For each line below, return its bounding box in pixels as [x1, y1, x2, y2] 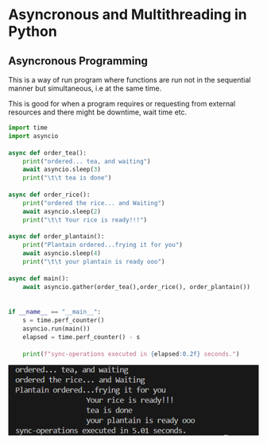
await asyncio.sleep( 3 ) [22, 165, 102, 174]
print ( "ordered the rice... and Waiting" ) [22, 199, 165, 207]
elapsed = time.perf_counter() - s [22, 333, 141, 341]
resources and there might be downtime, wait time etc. [8, 107, 188, 117]
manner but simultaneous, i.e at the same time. [8, 83, 162, 93]
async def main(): [8, 274, 69, 283]
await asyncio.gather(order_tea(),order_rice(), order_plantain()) [22, 283, 250, 291]
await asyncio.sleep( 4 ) [22, 249, 102, 257]
